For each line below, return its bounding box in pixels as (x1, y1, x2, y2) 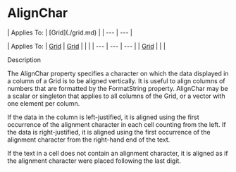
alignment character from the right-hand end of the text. (7, 135, 170, 144)
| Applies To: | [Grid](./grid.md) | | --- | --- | (7, 28, 132, 37)
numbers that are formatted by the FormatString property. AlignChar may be (7, 84, 229, 92)
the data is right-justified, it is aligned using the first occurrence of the (7, 128, 211, 136)
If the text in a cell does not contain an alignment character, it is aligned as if (7, 149, 228, 157)
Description (7, 55, 41, 64)
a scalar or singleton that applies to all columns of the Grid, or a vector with (7, 92, 225, 100)
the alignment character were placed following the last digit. (7, 156, 182, 165)
